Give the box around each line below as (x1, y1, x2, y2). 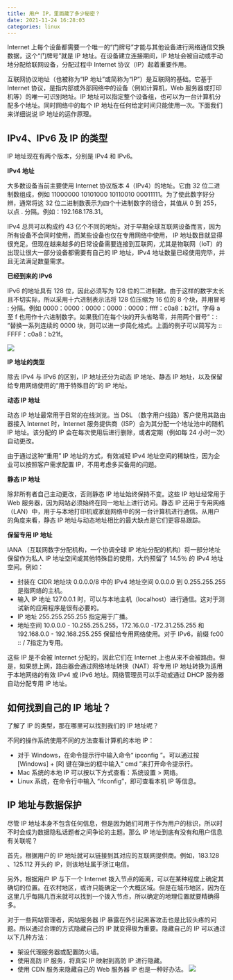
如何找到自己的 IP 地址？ (7, 701, 112, 713)
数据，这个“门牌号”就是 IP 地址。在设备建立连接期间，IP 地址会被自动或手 (7, 51, 217, 60)
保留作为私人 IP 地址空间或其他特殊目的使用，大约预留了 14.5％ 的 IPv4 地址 (7, 554, 224, 563)
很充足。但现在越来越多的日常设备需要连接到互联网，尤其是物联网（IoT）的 (7, 240, 223, 248)
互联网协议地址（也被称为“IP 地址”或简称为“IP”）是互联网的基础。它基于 (7, 75, 214, 83)
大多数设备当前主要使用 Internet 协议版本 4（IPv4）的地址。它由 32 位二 (7, 181, 214, 190)
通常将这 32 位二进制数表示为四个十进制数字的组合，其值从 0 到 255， (19, 199, 221, 207)
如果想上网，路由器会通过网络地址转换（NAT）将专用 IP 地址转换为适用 (19, 662, 223, 671)
